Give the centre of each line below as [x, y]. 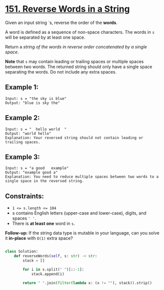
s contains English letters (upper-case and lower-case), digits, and [79, 213]
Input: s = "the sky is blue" [36, 98]
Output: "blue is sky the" [33, 103]
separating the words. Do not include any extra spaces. [61, 72]
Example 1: [22, 87]
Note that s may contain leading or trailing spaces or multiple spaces [74, 61]
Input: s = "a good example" [37, 168]
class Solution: [22, 252]
